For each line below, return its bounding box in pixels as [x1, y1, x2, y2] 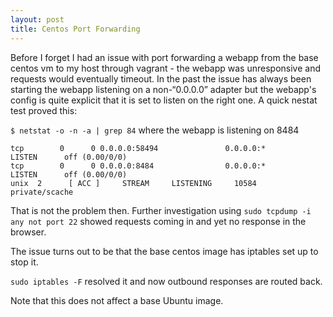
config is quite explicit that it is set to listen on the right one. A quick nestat [10, 94, 318, 106]
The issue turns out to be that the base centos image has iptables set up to [10, 245, 319, 257]
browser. [10, 226, 47, 238]
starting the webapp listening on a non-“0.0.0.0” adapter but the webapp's [10, 83, 317, 95]
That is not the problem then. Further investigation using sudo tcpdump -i [10, 204, 312, 216]
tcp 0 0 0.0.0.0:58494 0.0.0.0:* [10, 143, 267, 153]
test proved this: [10, 104, 78, 116]
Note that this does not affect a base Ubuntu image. [10, 294, 224, 306]
